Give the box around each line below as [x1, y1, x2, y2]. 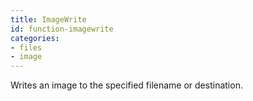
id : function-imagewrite [10, 24, 114, 34]
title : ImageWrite [10, 14, 87, 25]
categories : [10, 33, 60, 43]
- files [10, 42, 43, 53]
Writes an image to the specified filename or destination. [10, 79, 243, 91]
